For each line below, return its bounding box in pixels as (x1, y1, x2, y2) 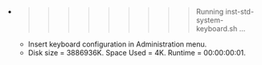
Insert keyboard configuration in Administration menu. (27, 39, 207, 49)
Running (195, 7, 224, 16)
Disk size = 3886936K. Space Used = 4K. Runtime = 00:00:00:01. (27, 48, 247, 57)
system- (195, 15, 223, 25)
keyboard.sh (195, 24, 238, 33)
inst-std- (224, 7, 255, 16)
